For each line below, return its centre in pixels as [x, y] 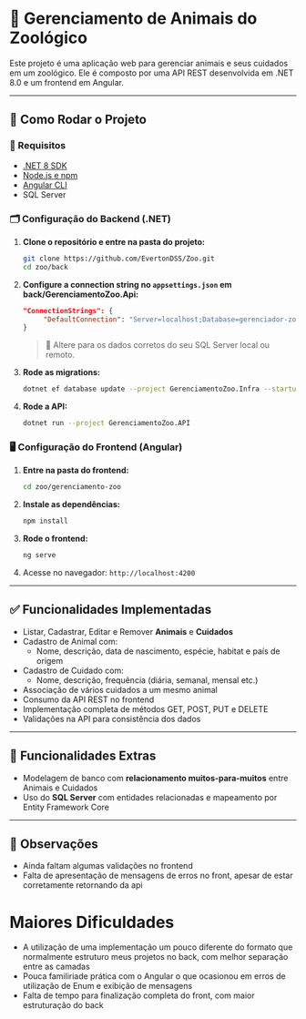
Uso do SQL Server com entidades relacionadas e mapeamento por [150, 797]
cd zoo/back [45, 267]
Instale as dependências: [71, 504]
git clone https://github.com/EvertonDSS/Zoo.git [119, 259]
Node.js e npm [50, 175]
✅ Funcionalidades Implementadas [111, 610]
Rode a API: [45, 407]
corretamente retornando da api [82, 885]
